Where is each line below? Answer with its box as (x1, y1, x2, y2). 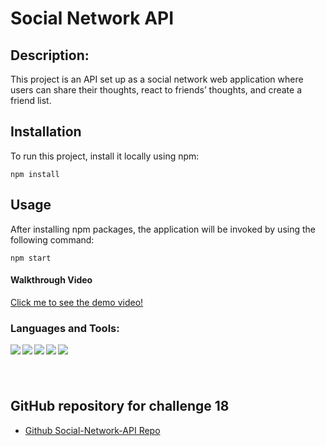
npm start (10, 253, 52, 263)
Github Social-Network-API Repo (24, 424, 161, 436)
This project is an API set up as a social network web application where (10, 73, 304, 85)
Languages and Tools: (10, 321, 120, 335)
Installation (10, 123, 82, 141)
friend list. (10, 95, 52, 106)
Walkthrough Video (10, 274, 93, 286)
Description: (10, 47, 90, 64)
